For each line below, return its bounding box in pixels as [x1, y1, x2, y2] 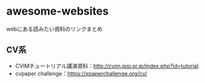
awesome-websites [6, 4, 109, 18]
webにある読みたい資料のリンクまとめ [6, 25, 103, 32]
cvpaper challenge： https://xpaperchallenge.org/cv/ [15, 70, 148, 77]
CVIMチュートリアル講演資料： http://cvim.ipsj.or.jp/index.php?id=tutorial [15, 62, 199, 70]
